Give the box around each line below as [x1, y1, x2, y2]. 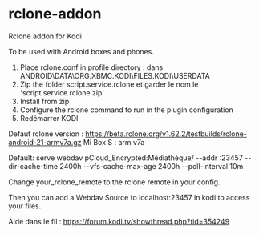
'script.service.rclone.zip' [19, 87, 104, 97]
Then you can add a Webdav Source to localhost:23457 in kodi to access [8, 192, 250, 202]
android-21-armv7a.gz [8, 137, 82, 147]
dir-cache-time [8, 161, 59, 171]
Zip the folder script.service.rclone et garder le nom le [19, 79, 199, 89]
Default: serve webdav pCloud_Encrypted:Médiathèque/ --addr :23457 [8, 153, 243, 163]
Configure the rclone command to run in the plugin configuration [19, 105, 234, 115]
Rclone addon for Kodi [8, 31, 83, 41]
